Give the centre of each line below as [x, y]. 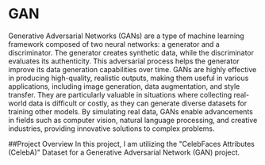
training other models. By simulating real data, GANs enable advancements [131, 111]
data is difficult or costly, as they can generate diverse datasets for [138, 103]
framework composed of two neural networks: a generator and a [114, 44]
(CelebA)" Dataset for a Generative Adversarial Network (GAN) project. [124, 152]
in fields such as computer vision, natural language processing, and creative [133, 120]
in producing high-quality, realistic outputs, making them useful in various [129, 78]
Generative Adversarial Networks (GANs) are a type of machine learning [126, 36]
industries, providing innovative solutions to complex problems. [111, 129]
